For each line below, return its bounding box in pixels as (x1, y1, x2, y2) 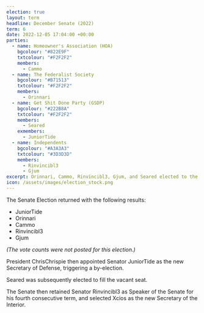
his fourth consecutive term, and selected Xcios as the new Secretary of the (6, 294, 198, 301)
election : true (6, 9, 45, 15)
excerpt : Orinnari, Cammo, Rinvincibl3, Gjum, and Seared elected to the (6, 174, 199, 180)
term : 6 (6, 26, 26, 32)
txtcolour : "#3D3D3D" (17, 151, 72, 157)
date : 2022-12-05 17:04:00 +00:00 (6, 32, 95, 38)
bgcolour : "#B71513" (17, 77, 70, 83)
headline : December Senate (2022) (6, 20, 95, 26)
